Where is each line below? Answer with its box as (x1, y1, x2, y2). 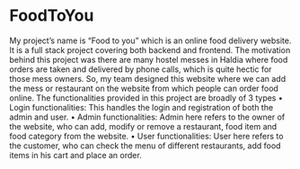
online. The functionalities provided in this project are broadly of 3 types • (9, 92, 283, 103)
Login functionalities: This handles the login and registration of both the (9, 102, 274, 112)
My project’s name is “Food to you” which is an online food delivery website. (9, 35, 292, 46)
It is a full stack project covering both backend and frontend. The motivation (9, 44, 291, 55)
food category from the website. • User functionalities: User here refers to (9, 130, 284, 141)
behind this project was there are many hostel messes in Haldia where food (9, 54, 288, 65)
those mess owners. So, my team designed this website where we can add (9, 73, 286, 84)
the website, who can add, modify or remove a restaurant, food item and (9, 120, 278, 131)
